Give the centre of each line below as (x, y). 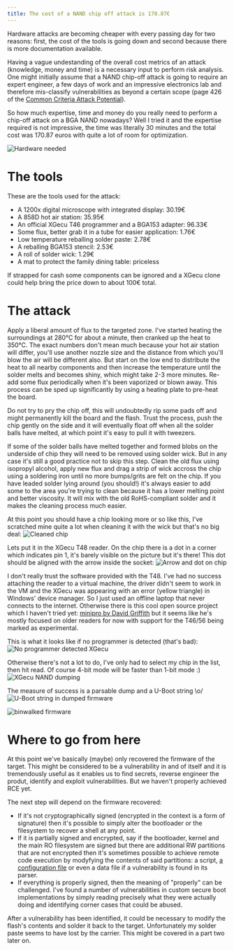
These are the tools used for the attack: (64, 196)
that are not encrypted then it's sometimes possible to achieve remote (118, 853)
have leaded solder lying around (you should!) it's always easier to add (109, 483)
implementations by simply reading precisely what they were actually (117, 898)
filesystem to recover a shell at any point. (76, 831)
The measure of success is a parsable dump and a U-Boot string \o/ (105, 690)
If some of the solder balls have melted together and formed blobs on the (112, 446)
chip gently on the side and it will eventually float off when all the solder (110, 425)
